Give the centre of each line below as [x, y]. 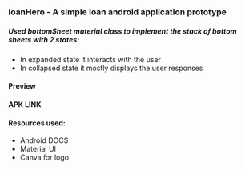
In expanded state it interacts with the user [90, 59]
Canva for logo [44, 157]
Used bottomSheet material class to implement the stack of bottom [123, 31]
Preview [22, 86]
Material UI [38, 149]
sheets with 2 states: [44, 39]
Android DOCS [44, 140]
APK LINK [25, 105]
